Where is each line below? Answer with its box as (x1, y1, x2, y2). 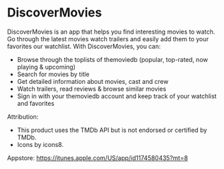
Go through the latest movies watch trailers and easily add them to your (7, 34, 209, 43)
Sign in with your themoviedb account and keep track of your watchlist (16, 91, 217, 100)
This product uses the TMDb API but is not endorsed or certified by (16, 126, 208, 134)
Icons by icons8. (16, 140, 64, 148)
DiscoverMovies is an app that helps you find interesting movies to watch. (7, 27, 216, 36)
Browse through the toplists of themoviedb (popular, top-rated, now (16, 55, 208, 63)
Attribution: (7, 112, 39, 121)
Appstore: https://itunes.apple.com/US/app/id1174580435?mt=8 (7, 153, 188, 162)
